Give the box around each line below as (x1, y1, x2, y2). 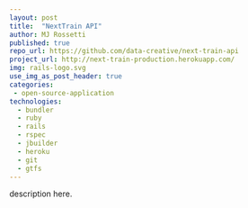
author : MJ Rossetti (9, 30, 87, 39)
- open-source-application (13, 88, 115, 97)
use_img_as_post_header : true (9, 72, 123, 81)
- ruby (17, 113, 42, 122)
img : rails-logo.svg (9, 64, 87, 73)
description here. (9, 188, 73, 199)
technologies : (9, 96, 63, 106)
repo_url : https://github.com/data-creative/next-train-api (9, 47, 240, 56)
